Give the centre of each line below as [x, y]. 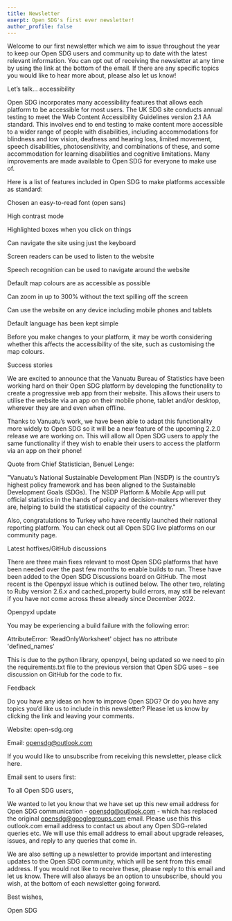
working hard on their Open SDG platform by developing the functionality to [115, 386]
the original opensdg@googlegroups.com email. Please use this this [104, 819]
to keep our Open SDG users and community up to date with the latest [107, 53]
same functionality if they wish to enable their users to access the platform [114, 443]
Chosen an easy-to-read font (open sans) [66, 203]
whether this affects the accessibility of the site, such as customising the [111, 344]
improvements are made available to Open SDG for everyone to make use [112, 161]
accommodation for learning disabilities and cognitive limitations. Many [108, 154]
